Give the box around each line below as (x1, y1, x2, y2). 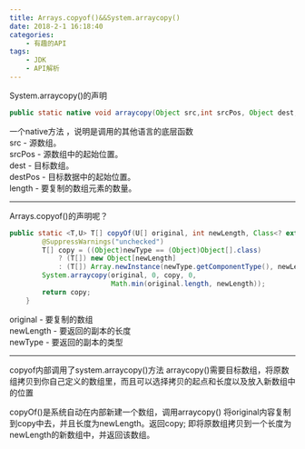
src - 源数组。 (9, 137, 62, 148)
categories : (9, 30, 54, 39)
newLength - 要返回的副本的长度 (9, 324, 132, 336)
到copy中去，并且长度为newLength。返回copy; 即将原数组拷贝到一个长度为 (9, 417, 292, 428)
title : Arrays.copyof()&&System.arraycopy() (9, 13, 181, 23)
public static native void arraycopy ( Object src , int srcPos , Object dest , (9, 108, 299, 117)
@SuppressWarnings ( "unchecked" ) (42, 237, 165, 246)
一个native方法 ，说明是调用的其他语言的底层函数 (9, 125, 193, 136)
